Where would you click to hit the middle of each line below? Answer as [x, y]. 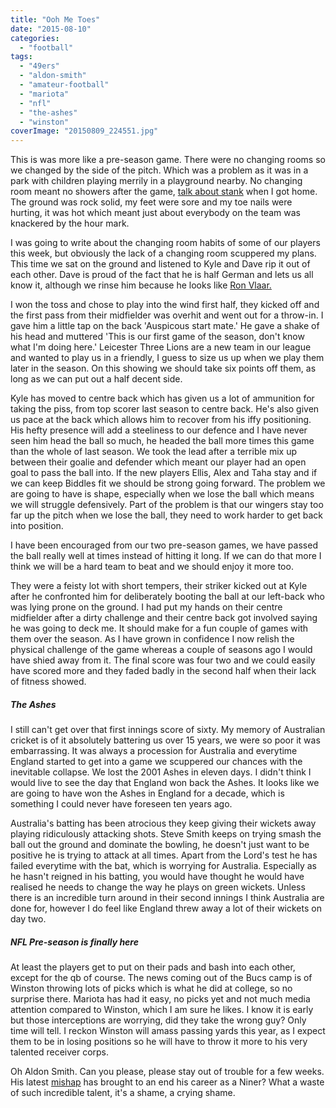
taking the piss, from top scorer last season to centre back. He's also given [165, 409]
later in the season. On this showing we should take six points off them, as [163, 368]
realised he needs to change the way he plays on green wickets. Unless [158, 887]
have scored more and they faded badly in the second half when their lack [163, 671]
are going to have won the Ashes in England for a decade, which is [147, 793]
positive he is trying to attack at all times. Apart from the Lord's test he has [164, 855]
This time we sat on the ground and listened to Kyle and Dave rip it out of [160, 264]
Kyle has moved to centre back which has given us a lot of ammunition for [162, 398]
